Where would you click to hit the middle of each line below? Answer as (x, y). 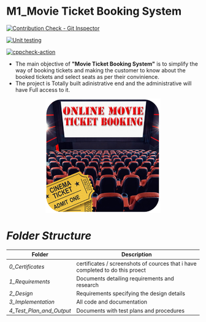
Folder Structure (49, 236)
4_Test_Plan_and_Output (40, 310)
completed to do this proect (111, 270)
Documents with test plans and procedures (131, 310)
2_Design (21, 294)
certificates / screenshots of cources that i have (137, 263)
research (88, 285)
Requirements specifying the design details (131, 294)
